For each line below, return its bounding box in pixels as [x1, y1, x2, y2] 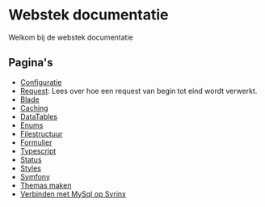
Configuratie [19, 77, 62, 87]
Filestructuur [19, 129, 63, 138]
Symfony [19, 171, 51, 181]
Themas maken [19, 180, 72, 190]
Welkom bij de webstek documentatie [8, 32, 133, 42]
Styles [19, 163, 42, 173]
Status [19, 154, 42, 164]
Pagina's [8, 56, 54, 70]
